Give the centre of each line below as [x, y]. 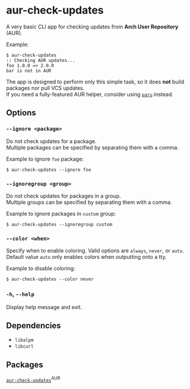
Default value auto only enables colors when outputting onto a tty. [86, 257]
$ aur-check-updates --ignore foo [49, 170]
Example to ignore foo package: [45, 159]
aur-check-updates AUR [33, 379]
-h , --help [20, 294]
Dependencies [33, 325]
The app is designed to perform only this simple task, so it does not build [95, 82]
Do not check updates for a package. [51, 141]
